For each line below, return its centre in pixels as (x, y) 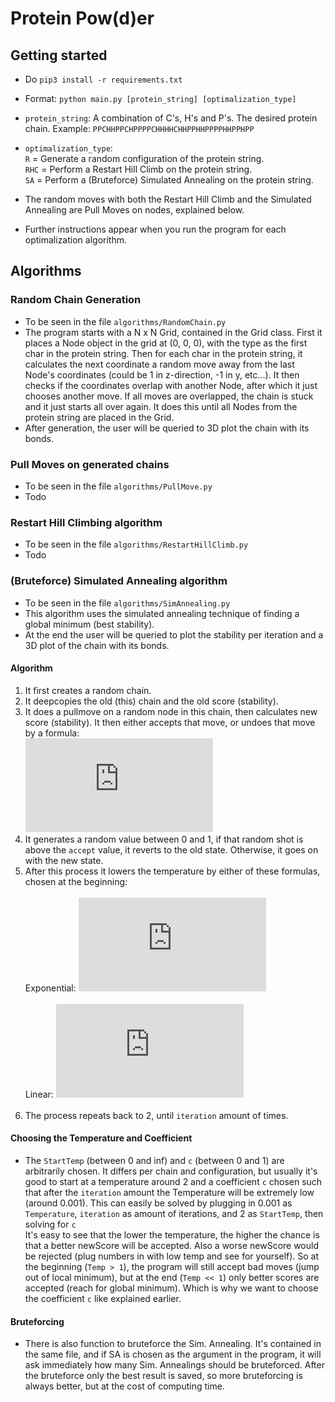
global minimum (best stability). (89, 624)
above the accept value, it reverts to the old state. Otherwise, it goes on (171, 849)
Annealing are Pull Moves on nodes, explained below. (134, 210)
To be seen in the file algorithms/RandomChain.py (125, 321)
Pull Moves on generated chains (90, 464)
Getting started (59, 55)
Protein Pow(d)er (82, 18)
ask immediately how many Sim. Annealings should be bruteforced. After (174, 1365)
